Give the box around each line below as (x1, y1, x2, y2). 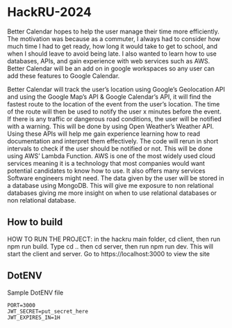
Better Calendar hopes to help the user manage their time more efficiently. (7, 27, 220, 36)
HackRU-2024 (7, 4, 92, 20)
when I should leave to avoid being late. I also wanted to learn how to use (7, 49, 217, 58)
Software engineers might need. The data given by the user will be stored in (7, 173, 224, 182)
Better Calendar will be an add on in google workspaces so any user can (7, 64, 215, 72)
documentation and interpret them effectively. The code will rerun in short (7, 136, 219, 145)
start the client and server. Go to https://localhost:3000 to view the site (7, 249, 210, 258)
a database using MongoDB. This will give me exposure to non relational (7, 181, 214, 189)
